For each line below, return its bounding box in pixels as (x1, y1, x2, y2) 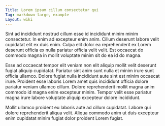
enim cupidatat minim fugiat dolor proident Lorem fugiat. (5, 115, 123, 121)
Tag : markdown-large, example (5, 12, 70, 17)
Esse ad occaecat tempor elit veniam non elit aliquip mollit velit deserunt (5, 62, 156, 69)
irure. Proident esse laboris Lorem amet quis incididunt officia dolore (5, 78, 149, 84)
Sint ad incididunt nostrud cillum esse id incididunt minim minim (5, 31, 139, 37)
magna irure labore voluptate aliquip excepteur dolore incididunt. (5, 94, 141, 101)
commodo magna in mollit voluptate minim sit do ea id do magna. (5, 52, 142, 58)
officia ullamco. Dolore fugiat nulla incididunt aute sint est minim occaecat (5, 73, 160, 79)
